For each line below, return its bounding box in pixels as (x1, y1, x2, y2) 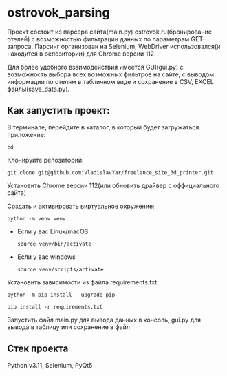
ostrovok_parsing (7, 5, 110, 21)
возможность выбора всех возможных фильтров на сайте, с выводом (7, 70, 215, 79)
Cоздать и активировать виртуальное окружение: (7, 202, 155, 210)
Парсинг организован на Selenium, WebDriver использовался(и (34, 42, 221, 50)
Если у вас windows (17, 253, 76, 261)
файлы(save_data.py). (7, 85, 70, 93)
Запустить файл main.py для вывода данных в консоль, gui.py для (7, 315, 202, 324)
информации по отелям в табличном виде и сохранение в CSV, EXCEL (7, 77, 215, 85)
